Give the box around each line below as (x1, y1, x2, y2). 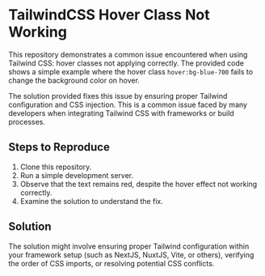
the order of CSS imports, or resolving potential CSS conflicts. (8, 258, 215, 268)
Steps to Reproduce (8, 140, 111, 155)
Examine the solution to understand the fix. (19, 196, 163, 206)
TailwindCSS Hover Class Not (8, 6, 210, 24)
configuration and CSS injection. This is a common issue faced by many (8, 100, 248, 109)
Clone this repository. (19, 162, 92, 172)
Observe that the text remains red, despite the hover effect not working (19, 179, 258, 189)
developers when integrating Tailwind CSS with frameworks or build (8, 108, 234, 118)
